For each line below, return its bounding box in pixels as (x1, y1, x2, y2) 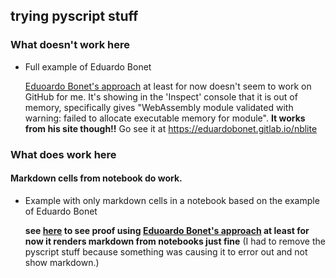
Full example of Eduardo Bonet (24, 60, 152, 73)
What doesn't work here (10, 38, 130, 52)
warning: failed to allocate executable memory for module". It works (24, 112, 306, 124)
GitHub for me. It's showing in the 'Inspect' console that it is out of (24, 90, 298, 103)
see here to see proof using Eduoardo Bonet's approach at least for (24, 224, 310, 236)
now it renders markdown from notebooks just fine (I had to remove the (24, 235, 326, 247)
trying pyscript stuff (10, 8, 139, 25)
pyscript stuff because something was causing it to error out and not (24, 245, 308, 258)
